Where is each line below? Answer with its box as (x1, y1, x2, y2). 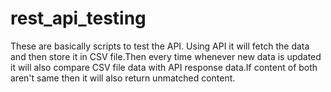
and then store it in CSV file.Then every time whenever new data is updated (10, 50, 322, 62)
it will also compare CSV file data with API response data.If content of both (10, 61, 318, 73)
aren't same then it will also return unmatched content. (10, 72, 236, 84)
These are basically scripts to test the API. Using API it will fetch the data (10, 40, 310, 52)
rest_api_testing (10, 7, 147, 30)
